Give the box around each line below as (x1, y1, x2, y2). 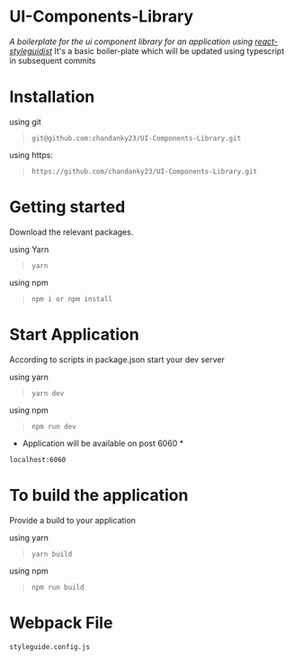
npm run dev (31, 422, 76, 431)
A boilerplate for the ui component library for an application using (9, 36, 254, 47)
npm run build (31, 583, 85, 592)
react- (254, 36, 279, 47)
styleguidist (9, 45, 52, 56)
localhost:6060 (9, 455, 67, 464)
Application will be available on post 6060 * (22, 438, 184, 449)
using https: (9, 149, 54, 160)
